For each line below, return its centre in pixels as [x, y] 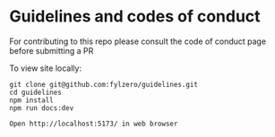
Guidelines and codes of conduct [135, 17]
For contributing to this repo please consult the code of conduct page [138, 41]
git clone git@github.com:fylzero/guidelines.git [104, 84]
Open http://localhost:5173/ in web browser [94, 124]
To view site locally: [46, 68]
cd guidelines [36, 92]
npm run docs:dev [42, 108]
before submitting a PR [52, 50]
